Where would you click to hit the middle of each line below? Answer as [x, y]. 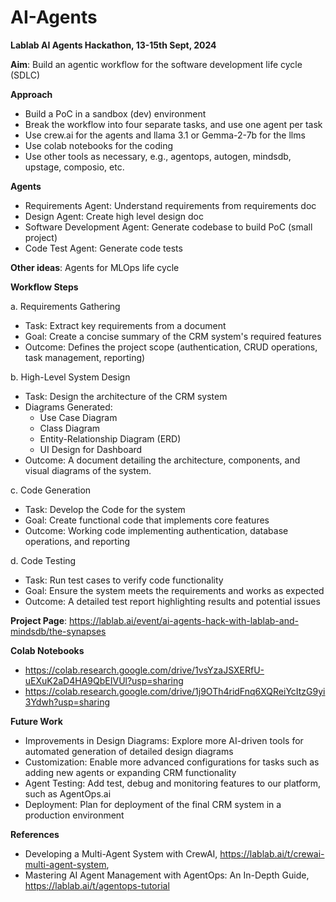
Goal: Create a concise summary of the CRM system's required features [173, 336]
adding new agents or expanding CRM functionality [130, 772]
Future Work [36, 721]
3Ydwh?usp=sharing [67, 702]
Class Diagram [70, 428]
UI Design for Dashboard [91, 449]
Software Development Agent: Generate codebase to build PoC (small [168, 227]
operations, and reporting [77, 541]
